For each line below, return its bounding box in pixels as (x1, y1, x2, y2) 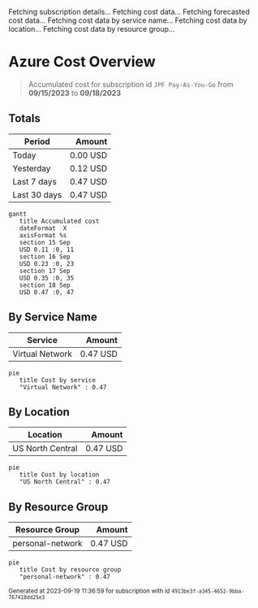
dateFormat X (19, 224, 67, 232)
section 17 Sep (19, 267, 71, 275)
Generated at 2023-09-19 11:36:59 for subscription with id (8, 587, 170, 596)
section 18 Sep (19, 280, 71, 289)
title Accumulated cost (19, 217, 100, 225)
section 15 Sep (19, 238, 71, 246)
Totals (8, 111, 41, 125)
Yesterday (12, 163, 51, 174)
